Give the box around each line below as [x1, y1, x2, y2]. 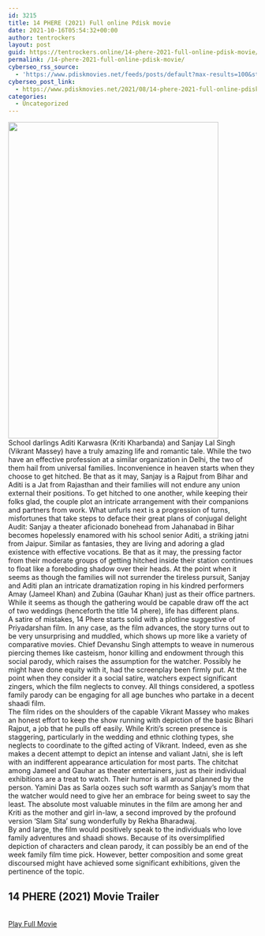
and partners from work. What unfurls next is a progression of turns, [8, 506, 230, 515]
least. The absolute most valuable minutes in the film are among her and [8, 800, 243, 809]
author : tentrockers [8, 33, 77, 42]
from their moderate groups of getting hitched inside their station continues [8, 555, 254, 566]
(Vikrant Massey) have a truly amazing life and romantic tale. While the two [8, 446, 252, 456]
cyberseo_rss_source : [8, 63, 80, 71]
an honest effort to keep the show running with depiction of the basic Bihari [8, 715, 254, 725]
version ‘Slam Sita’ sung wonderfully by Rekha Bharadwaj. [8, 817, 197, 826]
